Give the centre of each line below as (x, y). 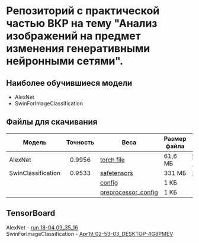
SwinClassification (35, 173)
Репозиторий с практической (83, 11)
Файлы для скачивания (52, 122)
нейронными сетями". (65, 61)
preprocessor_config (129, 192)
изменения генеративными (78, 49)
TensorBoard (31, 213)
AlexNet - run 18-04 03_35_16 (42, 227)
